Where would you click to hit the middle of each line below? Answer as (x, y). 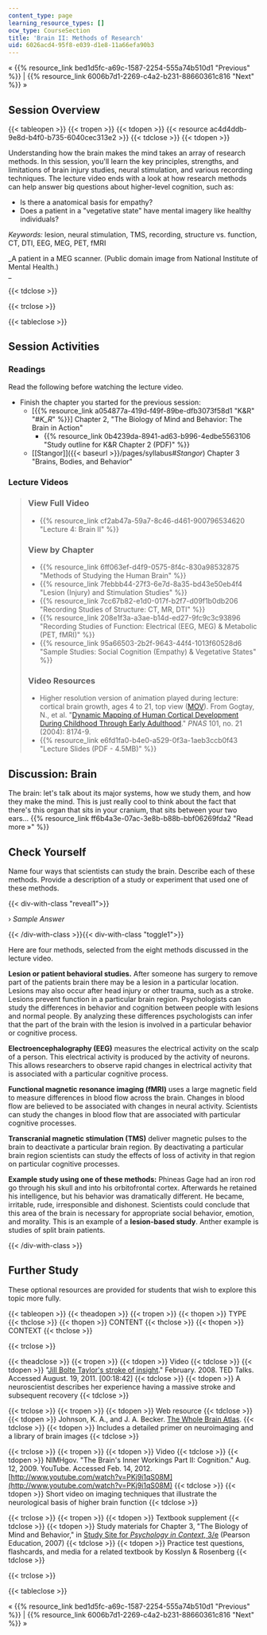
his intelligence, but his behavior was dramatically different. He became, (126, 1196)
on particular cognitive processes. (64, 1164)
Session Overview (54, 110)
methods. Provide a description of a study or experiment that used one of (128, 880)
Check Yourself (47, 852)
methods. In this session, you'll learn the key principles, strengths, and (124, 161)
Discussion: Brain (53, 774)
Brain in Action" (57, 428)
